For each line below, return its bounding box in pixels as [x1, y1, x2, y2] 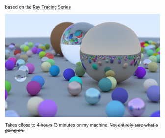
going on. [5, 127, 25, 133]
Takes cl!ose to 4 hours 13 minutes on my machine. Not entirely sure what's [5, 122, 158, 128]
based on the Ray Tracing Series [5, 4, 71, 10]
